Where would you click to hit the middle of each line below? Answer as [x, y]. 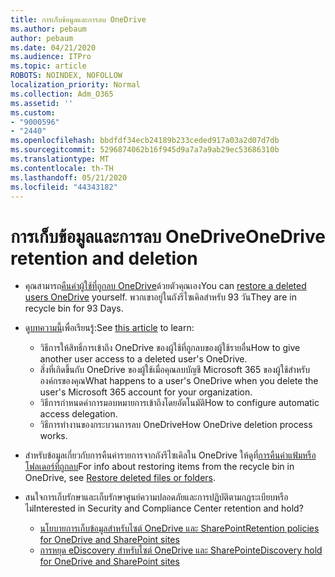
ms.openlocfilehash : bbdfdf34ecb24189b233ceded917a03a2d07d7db [145, 141]
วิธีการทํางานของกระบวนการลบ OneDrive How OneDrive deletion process [176, 425]
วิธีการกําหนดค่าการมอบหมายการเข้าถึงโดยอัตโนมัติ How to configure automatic [179, 403]
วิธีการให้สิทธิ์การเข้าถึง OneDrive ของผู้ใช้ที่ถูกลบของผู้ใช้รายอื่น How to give [170, 348]
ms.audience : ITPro [51, 57]
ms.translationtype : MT [60, 159]
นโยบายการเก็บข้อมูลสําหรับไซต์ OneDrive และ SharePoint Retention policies [179, 528]
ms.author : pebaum [48, 29]
